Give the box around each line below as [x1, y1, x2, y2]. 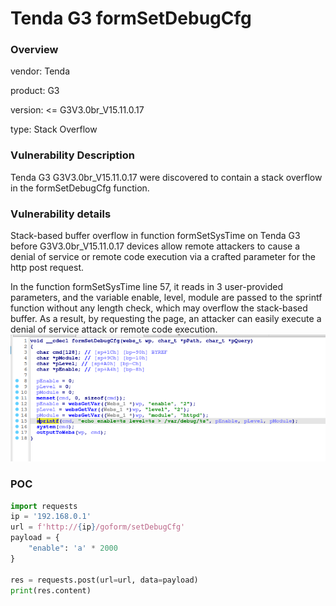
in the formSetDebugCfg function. [10, 182, 150, 194]
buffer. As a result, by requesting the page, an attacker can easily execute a [10, 313, 322, 325]
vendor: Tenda [10, 65, 71, 77]
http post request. [10, 262, 85, 274]
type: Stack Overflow [10, 123, 98, 136]
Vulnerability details [10, 207, 112, 221]
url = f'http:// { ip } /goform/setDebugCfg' [10, 522, 186, 532]
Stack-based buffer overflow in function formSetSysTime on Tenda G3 [10, 230, 301, 242]
